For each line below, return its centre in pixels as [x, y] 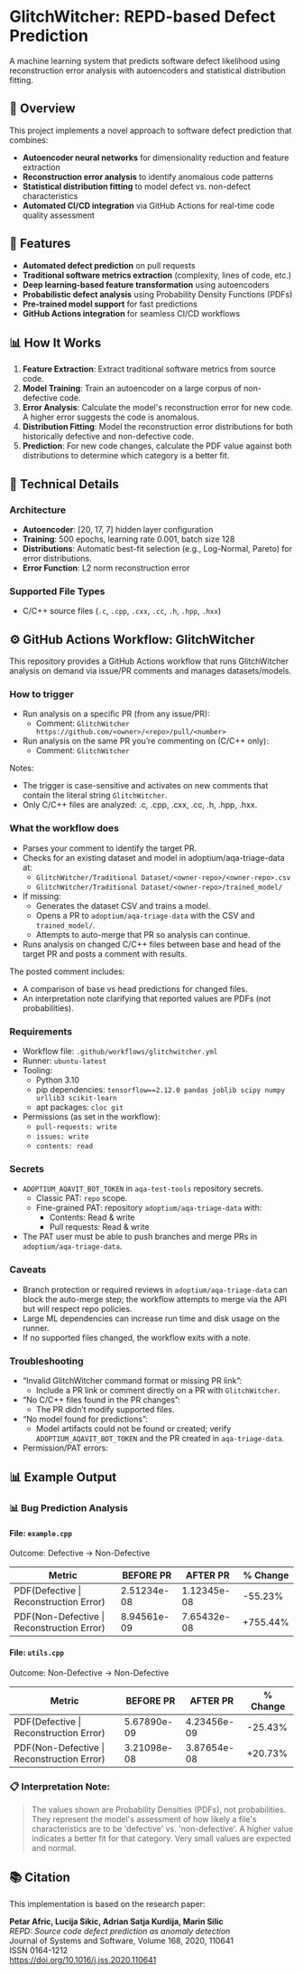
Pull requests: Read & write [100, 1227]
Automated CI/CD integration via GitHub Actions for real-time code [148, 205]
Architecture [38, 510]
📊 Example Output [63, 1477]
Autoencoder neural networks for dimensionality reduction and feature [156, 157]
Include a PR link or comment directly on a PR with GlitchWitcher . [158, 1390]
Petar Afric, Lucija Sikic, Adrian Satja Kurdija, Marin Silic [116, 1921]
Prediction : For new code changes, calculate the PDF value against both [157, 446]
